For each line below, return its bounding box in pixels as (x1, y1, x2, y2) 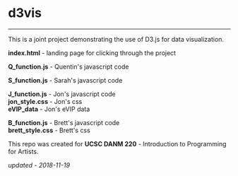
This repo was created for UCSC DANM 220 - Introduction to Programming (8, 139, 227, 148)
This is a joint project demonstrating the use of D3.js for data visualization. (8, 35, 225, 43)
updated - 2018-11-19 (8, 160, 70, 169)
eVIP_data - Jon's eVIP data (8, 105, 90, 113)
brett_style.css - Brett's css (8, 126, 90, 134)
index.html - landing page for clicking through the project (8, 48, 176, 57)
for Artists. (8, 147, 39, 156)
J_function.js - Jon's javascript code (8, 90, 116, 98)
